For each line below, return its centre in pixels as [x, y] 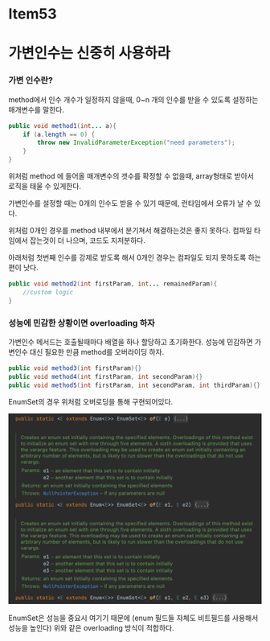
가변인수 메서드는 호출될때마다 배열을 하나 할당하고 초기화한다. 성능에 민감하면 [131, 342]
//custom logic [48, 292]
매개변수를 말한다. [37, 109]
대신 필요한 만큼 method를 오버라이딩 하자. [97, 351]
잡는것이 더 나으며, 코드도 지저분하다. [88, 240]
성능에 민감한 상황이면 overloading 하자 [82, 323]
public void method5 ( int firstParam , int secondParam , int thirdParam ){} [135, 385]
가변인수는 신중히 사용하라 [90, 53]
